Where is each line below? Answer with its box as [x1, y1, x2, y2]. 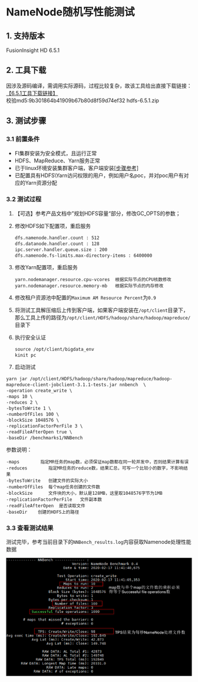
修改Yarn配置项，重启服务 [14, 263, 78, 270]
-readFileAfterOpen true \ [6, 429, 72, 435]
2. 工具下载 [6, 66, 47, 76]
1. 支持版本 [6, 31, 45, 41]
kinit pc [14, 352, 37, 358]
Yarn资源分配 [25, 179, 57, 186]
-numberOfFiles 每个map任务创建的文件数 [6, 484, 100, 490]
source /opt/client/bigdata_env [14, 346, 94, 352]
